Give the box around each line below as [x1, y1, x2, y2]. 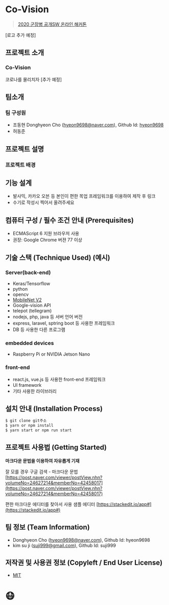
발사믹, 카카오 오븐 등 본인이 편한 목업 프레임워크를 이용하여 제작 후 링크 [12, 193, 156, 199]
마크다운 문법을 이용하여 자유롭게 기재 [5, 457, 80, 463]
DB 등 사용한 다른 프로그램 [12, 326, 65, 333]
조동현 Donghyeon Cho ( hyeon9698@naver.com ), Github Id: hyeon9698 [12, 122, 164, 128]
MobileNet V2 [12, 296, 42, 302]
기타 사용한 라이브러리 [12, 388, 57, 394]
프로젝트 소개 [5, 49, 44, 57]
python [12, 286, 28, 292]
